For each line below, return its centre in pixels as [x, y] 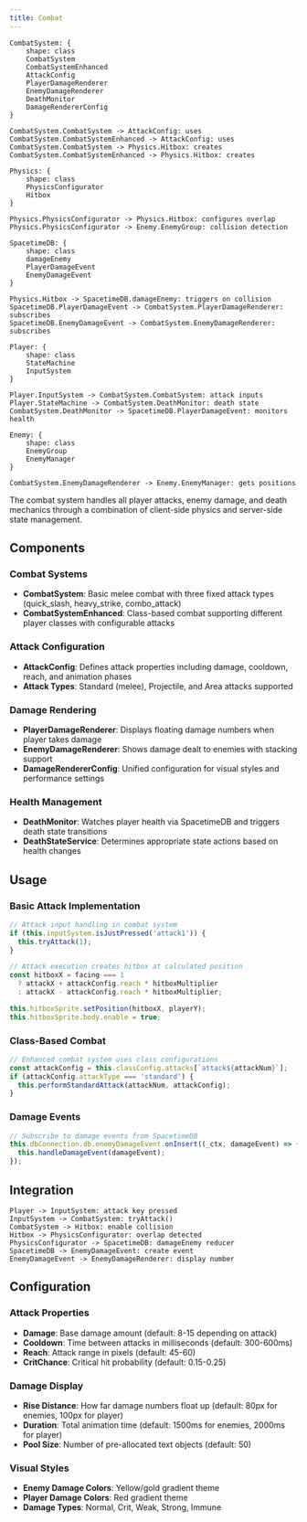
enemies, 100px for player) [73, 1415]
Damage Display [47, 1386]
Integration [42, 1190]
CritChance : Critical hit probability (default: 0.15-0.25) [124, 1362]
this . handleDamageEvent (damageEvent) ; [92, 1153]
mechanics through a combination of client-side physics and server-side [146, 509]
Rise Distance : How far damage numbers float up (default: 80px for [150, 1405]
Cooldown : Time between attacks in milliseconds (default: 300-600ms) [158, 1342]
